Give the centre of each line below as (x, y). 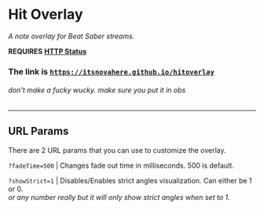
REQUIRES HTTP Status (48, 51)
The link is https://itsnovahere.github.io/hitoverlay (111, 71)
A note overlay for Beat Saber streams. (71, 36)
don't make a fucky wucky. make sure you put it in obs (97, 90)
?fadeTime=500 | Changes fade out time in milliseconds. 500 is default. (121, 165)
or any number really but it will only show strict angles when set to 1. (119, 197)
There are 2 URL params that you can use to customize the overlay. (117, 150)
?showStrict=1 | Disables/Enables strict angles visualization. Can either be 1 (130, 180)
